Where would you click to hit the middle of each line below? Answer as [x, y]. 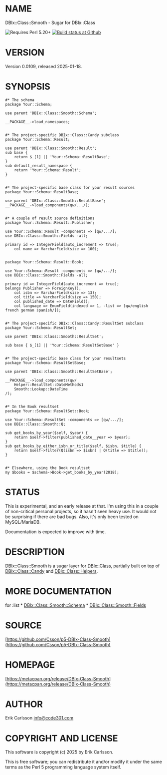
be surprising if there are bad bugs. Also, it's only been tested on [72, 517]
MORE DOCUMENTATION [59, 591]
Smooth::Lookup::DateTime [41, 389]
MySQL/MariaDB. [23, 522]
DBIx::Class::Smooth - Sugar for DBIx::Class [50, 23]
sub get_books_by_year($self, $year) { [47, 433]
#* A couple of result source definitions [50, 218]
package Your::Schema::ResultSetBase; [45, 363]
